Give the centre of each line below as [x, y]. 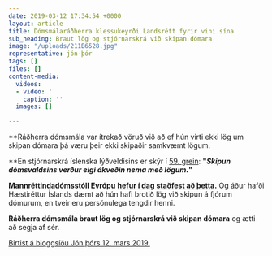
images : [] [34, 106]
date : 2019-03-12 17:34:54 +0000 [65, 16]
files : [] [25, 69]
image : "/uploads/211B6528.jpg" [63, 46]
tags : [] [23, 62]
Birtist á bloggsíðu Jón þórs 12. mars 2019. [79, 243]
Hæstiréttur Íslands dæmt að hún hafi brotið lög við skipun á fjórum [121, 194]
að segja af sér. [34, 228]
